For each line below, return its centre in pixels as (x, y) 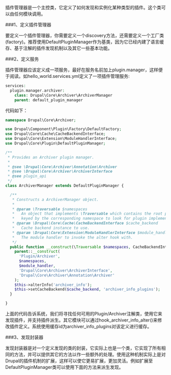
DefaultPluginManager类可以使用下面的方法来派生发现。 (64, 367)
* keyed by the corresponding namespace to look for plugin (79, 219)
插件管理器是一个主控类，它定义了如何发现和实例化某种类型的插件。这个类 (83, 7)
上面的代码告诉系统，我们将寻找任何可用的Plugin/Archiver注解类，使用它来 (84, 314)
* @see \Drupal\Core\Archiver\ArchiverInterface (60, 171)
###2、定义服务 (22, 59)
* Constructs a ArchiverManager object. (55, 199)
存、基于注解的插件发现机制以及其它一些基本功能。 (59, 48)
